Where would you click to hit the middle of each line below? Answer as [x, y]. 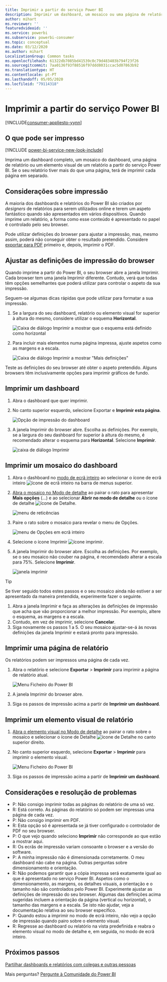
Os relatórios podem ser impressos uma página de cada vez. [67, 660]
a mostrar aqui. [28, 841]
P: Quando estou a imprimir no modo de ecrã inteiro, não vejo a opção [84, 916]
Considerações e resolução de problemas [71, 792]
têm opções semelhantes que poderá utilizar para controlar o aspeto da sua [83, 283]
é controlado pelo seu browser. [37, 224]
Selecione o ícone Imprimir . [58, 542]
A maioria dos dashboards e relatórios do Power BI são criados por [74, 203]
